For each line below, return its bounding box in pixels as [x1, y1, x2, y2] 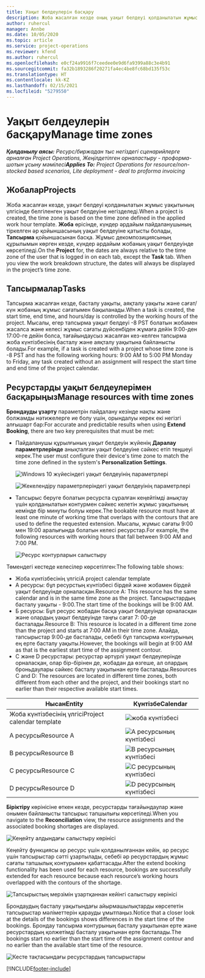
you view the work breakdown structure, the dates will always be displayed [6, 259, 195, 267]
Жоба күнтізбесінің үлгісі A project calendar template [15, 575, 151, 583]
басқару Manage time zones [6, 128, 153, 142]
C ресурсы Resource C [9, 766, 75, 775]
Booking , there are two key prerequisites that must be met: [6, 428, 154, 435]
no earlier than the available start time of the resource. [6, 941, 143, 949]
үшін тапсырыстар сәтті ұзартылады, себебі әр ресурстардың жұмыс [6, 853, 189, 860]
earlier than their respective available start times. [15, 685, 138, 692]
